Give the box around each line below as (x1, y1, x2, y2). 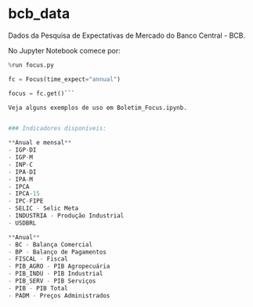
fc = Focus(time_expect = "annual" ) (8, 75, 121, 83)
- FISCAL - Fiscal (8, 255, 68, 263)
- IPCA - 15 (8, 190, 41, 198)
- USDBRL (8, 219, 37, 227)
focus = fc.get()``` (8, 90, 76, 97)
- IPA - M (8, 175, 34, 183)
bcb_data (8, 5, 70, 23)
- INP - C (8, 160, 34, 169)
